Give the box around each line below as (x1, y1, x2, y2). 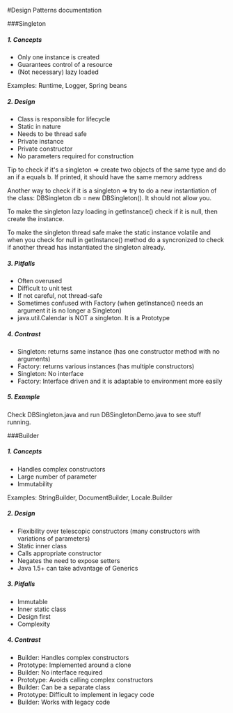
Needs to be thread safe (17, 129, 87, 138)
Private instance (17, 137, 64, 145)
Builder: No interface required (17, 668, 103, 676)
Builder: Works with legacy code (17, 698, 111, 706)
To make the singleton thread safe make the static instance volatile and (7, 228, 211, 237)
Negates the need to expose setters (17, 556, 120, 564)
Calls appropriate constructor (17, 549, 102, 557)
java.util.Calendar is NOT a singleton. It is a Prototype (17, 313, 170, 322)
